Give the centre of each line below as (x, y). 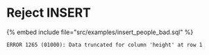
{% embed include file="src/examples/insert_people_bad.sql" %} (100, 32)
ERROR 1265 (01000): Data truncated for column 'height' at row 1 (104, 45)
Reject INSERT (49, 13)
